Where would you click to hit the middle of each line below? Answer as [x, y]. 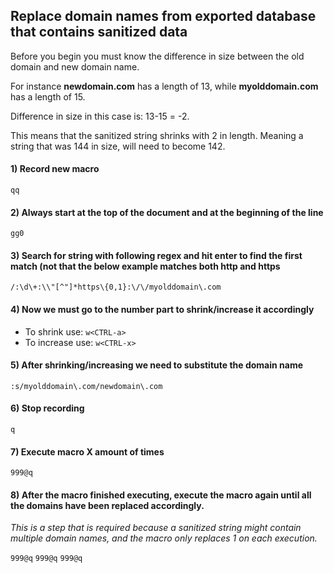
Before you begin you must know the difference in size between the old [157, 56]
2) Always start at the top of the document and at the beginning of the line [167, 212]
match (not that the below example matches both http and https [145, 266]
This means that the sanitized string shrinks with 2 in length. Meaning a [157, 135]
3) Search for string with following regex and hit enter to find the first [156, 255]
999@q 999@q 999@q [46, 559]
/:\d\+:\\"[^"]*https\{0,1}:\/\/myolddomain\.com [116, 287]
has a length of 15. [48, 96]
